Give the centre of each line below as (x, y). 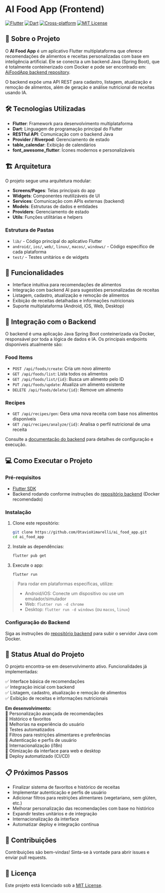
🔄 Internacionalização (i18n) (34, 746)
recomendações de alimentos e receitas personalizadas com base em (77, 56)
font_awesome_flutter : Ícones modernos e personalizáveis (73, 150)
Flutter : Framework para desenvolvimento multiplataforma (72, 123)
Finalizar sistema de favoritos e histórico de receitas (66, 787)
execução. (16, 444)
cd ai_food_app (28, 537)
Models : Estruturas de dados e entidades (55, 207)
